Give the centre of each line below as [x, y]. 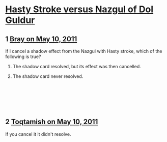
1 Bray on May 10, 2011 [41, 39]
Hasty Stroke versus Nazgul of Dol [79, 9]
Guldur [20, 20]
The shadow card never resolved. [48, 76]
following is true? [23, 56]
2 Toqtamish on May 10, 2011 [52, 122]
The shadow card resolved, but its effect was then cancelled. [77, 66]
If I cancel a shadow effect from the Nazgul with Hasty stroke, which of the [84, 51]
